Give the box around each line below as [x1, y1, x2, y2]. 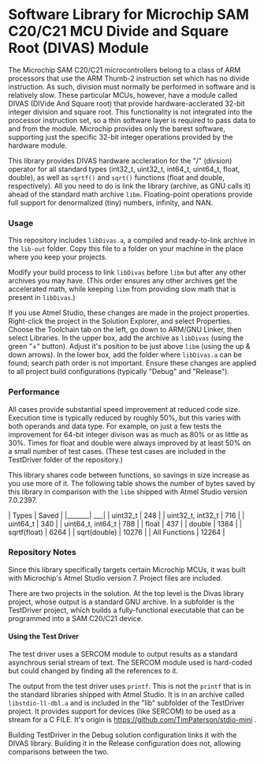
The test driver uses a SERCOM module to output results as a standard [8, 650, 238, 659]
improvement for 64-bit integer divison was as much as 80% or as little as [8, 429, 249, 439]
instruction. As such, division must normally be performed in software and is [8, 81, 256, 92]
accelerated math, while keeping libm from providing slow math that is [8, 284, 236, 294]
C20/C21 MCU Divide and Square [8, 22, 229, 40]
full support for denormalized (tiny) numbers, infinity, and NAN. [8, 197, 214, 207]
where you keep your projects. [8, 253, 108, 262]
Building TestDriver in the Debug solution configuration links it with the [8, 730, 237, 740]
